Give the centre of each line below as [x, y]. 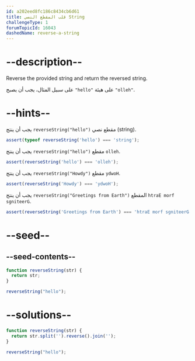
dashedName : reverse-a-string [43, 33]
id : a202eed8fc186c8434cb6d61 [43, 11]
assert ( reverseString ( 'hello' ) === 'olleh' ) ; [62, 162]
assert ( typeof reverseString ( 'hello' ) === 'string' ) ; [73, 140]
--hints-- [28, 113]
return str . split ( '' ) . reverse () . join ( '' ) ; [64, 336]
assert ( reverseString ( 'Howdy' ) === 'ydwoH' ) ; [62, 184]
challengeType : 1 [27, 22]
